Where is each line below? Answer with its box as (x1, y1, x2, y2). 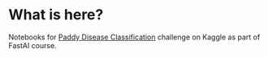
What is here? (8, 6, 104, 24)
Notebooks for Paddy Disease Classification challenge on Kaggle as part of (8, 32, 261, 42)
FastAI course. (8, 40, 57, 50)
